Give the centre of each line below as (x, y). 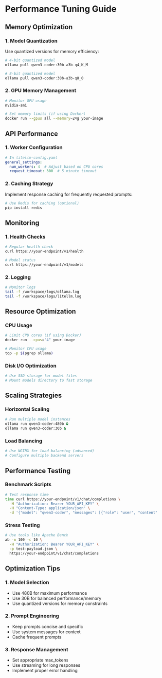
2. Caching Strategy (29, 183)
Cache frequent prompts (37, 637)
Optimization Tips (33, 569)
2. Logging (18, 277)
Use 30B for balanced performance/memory (57, 598)
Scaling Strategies (34, 395)
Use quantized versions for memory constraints (60, 603)
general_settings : (24, 162)
